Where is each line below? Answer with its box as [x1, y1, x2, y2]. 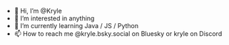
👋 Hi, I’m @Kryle [14, 7, 62, 15]
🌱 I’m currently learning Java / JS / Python [14, 22, 139, 30]
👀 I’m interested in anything [14, 14, 95, 22]
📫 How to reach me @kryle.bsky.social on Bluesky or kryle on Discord [14, 30, 223, 38]
